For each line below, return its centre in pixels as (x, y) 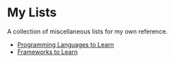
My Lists (32, 13)
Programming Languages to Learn (66, 44)
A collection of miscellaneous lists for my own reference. (88, 31)
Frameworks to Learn (47, 52)
